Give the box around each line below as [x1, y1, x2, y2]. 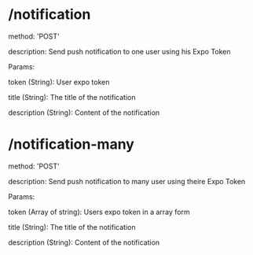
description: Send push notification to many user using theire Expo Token [8, 176, 246, 186]
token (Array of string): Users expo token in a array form [8, 207, 190, 216]
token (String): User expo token [8, 77, 110, 87]
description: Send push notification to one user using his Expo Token [8, 46, 231, 56]
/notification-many [8, 135, 135, 153]
